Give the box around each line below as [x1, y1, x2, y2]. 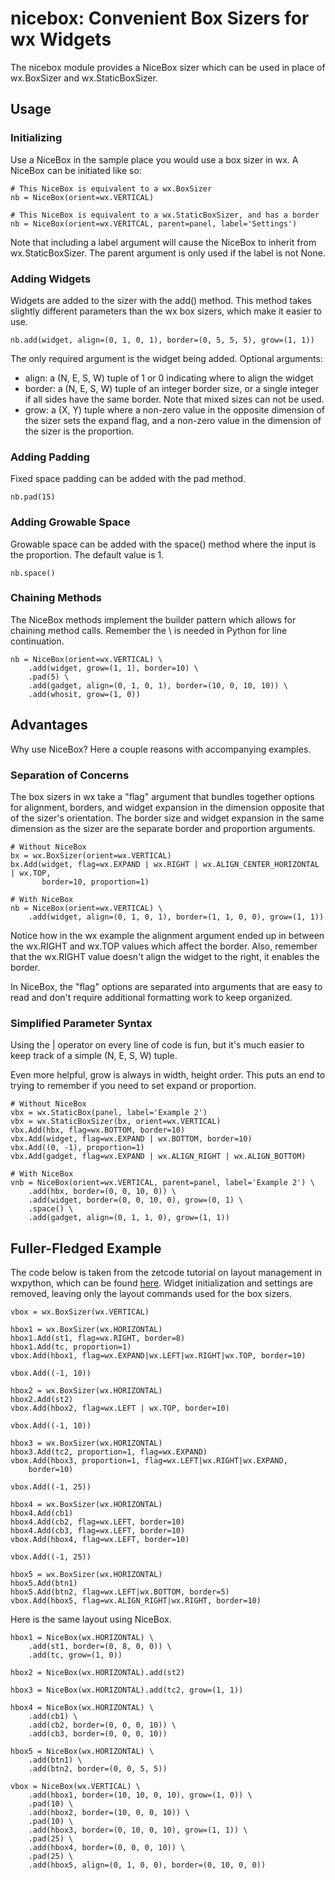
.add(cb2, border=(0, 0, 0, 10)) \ [28, 1720, 177, 1731]
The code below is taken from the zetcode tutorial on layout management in [10, 1267, 323, 1279]
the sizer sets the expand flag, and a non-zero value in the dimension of [24, 414, 322, 426]
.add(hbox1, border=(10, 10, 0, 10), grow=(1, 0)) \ [28, 1790, 253, 1801]
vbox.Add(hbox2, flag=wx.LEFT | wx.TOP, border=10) [10, 1403, 230, 1414]
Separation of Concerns [10, 768, 130, 782]
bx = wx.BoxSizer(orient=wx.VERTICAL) [10, 850, 172, 861]
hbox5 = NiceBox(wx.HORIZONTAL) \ [10, 1747, 155, 1757]
